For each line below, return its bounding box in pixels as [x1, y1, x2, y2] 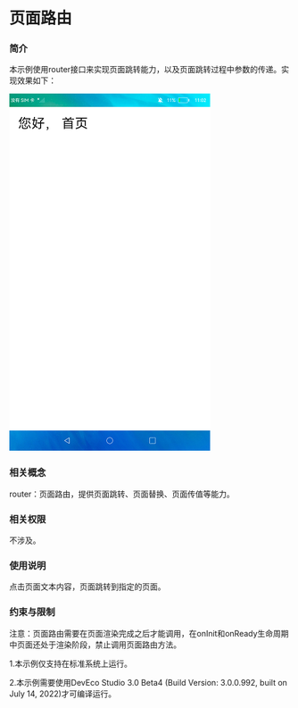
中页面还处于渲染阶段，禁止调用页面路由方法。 [9, 639, 181, 650]
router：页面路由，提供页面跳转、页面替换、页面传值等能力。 [9, 488, 235, 499]
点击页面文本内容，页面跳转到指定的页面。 [9, 581, 166, 592]
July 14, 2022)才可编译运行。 [9, 688, 117, 699]
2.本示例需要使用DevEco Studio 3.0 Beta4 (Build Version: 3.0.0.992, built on [9, 677, 288, 687]
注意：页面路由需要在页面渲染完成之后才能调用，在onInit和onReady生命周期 [9, 628, 289, 638]
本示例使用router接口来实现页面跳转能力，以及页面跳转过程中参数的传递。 [9, 64, 282, 75]
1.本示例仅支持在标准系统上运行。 [9, 658, 132, 669]
